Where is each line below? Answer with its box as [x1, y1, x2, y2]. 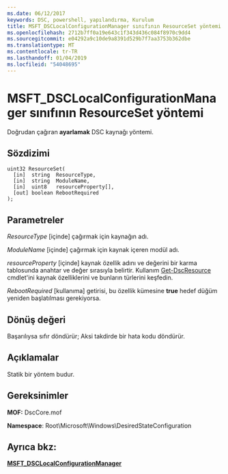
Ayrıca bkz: [7, 441, 57, 453]
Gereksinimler [7, 390, 69, 401]
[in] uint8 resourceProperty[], [13, 184, 115, 190]
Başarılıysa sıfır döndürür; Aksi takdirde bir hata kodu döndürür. [7, 332, 186, 340]
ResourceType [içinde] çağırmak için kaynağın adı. [7, 232, 149, 240]
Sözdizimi [7, 147, 50, 159]
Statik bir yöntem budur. [7, 370, 75, 378]
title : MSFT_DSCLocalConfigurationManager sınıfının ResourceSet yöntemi [7, 23, 222, 29]
